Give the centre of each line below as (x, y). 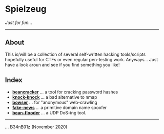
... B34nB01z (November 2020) (36, 127)
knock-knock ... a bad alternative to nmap (55, 97)
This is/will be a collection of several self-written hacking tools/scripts (75, 54)
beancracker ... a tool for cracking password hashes (65, 92)
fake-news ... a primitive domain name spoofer (60, 107)
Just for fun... (19, 22)
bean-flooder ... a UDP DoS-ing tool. (49, 112)
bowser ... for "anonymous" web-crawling (55, 102)
